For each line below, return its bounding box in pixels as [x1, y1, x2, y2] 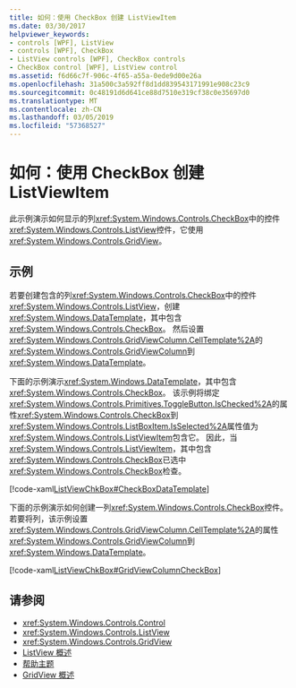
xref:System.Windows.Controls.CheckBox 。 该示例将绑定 [9, 387, 220, 398]
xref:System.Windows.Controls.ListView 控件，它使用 [9, 224, 204, 235]
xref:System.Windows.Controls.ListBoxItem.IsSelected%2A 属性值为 [9, 420, 259, 431]
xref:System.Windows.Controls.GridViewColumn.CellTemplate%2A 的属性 [9, 524, 279, 535]
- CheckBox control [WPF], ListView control [9, 64, 178, 73]
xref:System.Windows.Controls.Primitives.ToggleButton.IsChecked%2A [9, 398, 273, 408]
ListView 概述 [21, 647, 72, 658]
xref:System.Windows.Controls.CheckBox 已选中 [9, 454, 186, 465]
